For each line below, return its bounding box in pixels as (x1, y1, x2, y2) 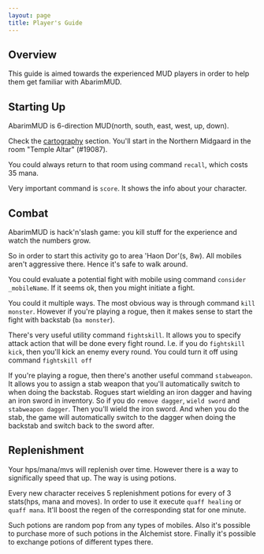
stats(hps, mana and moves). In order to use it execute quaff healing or (8, 496, 242, 506)
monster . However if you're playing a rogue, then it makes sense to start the (8, 307, 253, 316)
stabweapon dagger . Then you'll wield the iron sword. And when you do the (8, 403, 250, 414)
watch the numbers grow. (8, 236, 91, 245)
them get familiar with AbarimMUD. (8, 77, 122, 87)
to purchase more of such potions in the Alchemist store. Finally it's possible (8, 529, 256, 538)
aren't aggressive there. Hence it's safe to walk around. (8, 259, 188, 269)
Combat (8, 206, 49, 220)
